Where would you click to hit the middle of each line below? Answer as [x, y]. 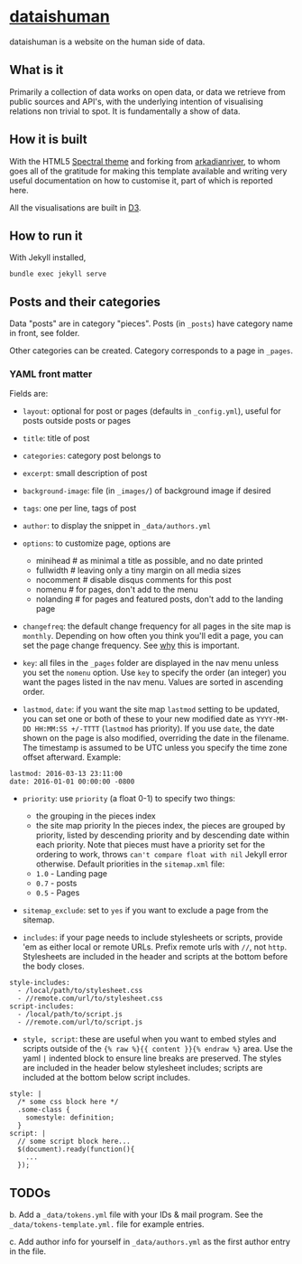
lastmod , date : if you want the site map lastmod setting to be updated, [151, 709]
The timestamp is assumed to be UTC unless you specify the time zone [155, 748]
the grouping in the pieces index [96, 816]
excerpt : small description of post [85, 473]
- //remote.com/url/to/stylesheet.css [91, 999]
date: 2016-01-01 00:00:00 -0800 [72, 782]
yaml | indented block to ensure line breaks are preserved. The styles [152, 1058]
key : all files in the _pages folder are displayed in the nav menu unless [151, 663]
